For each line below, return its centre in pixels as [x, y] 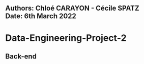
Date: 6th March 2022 [41, 16]
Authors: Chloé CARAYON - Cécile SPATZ [72, 8]
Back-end [21, 56]
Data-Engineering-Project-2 [66, 38]
